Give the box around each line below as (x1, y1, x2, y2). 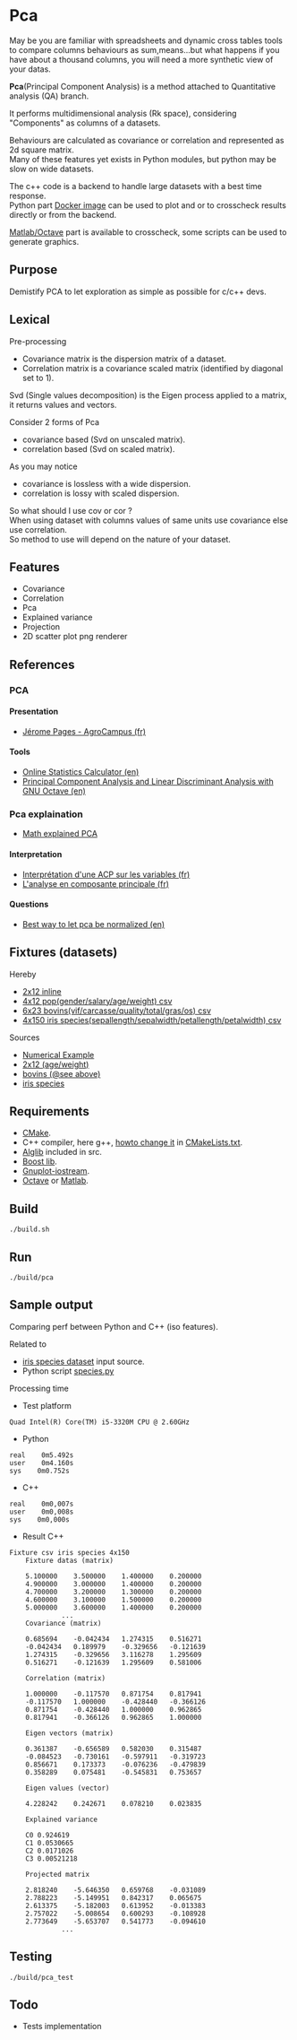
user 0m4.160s (9, 1458, 74, 1467)
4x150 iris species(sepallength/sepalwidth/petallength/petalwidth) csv (21, 1014, 282, 1025)
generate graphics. (9, 236, 80, 247)
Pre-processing (9, 335, 67, 346)
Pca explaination (9, 808, 83, 820)
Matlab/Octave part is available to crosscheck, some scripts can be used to (9, 226, 287, 238)
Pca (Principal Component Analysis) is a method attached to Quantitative (9, 81, 276, 91)
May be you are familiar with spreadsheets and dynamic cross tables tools (9, 35, 284, 46)
